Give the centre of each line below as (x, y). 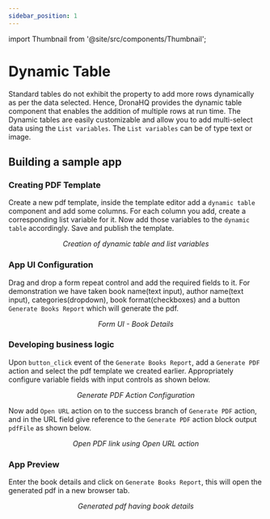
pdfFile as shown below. (50, 428)
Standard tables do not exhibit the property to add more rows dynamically (131, 94)
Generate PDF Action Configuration (136, 395)
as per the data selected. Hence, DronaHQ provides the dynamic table (125, 103)
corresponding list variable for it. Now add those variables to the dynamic (129, 220)
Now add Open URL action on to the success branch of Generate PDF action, (133, 410)
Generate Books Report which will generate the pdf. (94, 308)
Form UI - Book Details (136, 324)
